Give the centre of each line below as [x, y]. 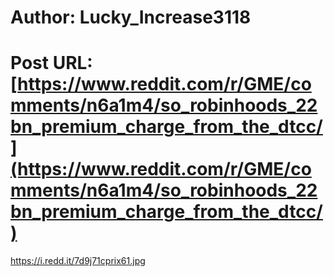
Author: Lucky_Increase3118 [131, 17]
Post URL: [51, 63]
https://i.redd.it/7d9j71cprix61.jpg [78, 261]
